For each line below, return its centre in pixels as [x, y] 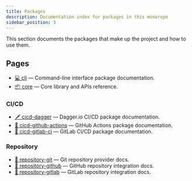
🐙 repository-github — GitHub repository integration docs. [84, 166]
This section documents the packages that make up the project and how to [96, 39]
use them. [18, 45]
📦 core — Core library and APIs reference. [66, 87]
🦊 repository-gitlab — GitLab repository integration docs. [83, 172]
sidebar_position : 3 [31, 22]
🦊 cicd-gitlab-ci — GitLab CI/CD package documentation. [83, 131]
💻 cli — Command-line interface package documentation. [84, 78]
